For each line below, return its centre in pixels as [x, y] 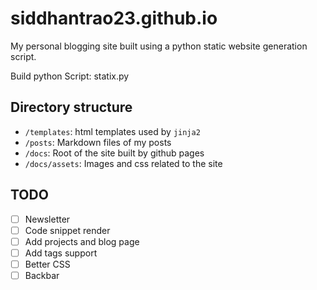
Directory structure [71, 107]
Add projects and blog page [82, 241]
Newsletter [47, 219]
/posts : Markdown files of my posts [98, 142]
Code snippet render [67, 230]
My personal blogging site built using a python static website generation [159, 46]
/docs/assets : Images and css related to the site [123, 163]
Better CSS [47, 264]
